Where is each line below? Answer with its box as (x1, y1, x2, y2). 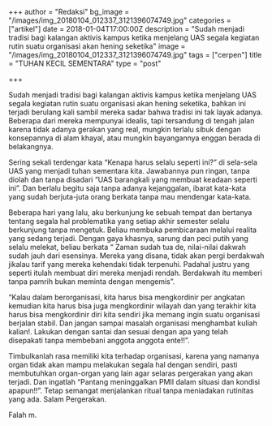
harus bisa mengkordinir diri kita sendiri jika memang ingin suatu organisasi (8, 310, 261, 319)
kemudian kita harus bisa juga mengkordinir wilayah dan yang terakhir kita (8, 301, 257, 311)
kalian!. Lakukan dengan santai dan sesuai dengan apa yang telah (8, 327, 229, 336)
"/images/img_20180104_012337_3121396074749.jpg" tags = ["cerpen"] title (8, 50, 262, 59)
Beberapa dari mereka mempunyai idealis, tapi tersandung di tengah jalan (8, 116, 255, 125)
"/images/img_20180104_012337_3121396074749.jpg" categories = (8, 15, 231, 25)
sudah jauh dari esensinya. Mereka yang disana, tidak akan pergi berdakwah (8, 251, 265, 260)
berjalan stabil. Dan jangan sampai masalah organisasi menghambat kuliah (8, 318, 257, 328)
